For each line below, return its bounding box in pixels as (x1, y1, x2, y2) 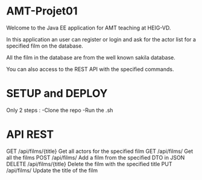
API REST (6, 128, 54, 141)
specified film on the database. (6, 42, 83, 49)
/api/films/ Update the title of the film (6, 167, 98, 174)
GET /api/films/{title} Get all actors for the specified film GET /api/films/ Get (6, 147, 194, 155)
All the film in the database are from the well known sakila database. (6, 54, 176, 61)
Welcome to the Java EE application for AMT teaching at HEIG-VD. (6, 24, 171, 31)
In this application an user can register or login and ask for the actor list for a (6, 36, 196, 43)
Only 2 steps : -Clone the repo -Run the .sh (6, 107, 113, 114)
